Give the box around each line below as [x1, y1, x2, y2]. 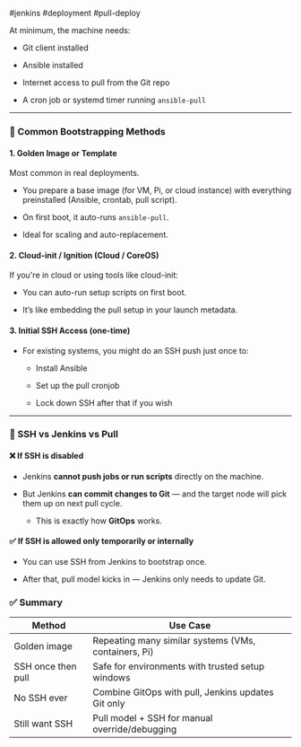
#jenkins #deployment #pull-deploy [9, 8, 141, 18]
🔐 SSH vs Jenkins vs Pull [9, 428, 119, 441]
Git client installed [21, 42, 89, 53]
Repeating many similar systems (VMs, [92, 635, 256, 647]
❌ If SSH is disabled [9, 451, 84, 461]
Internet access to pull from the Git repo [21, 77, 170, 88]
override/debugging [92, 723, 177, 735]
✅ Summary [9, 596, 63, 609]
